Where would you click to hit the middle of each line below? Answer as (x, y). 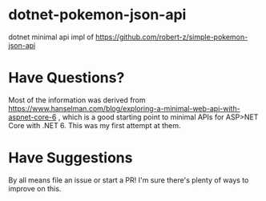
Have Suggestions (71, 158)
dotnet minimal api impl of (51, 37)
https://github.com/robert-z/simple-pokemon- (172, 37)
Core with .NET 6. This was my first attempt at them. (95, 125)
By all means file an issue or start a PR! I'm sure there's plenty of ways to (129, 180)
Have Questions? (66, 78)
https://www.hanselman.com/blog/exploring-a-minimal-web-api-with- (124, 108)
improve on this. (35, 188)
